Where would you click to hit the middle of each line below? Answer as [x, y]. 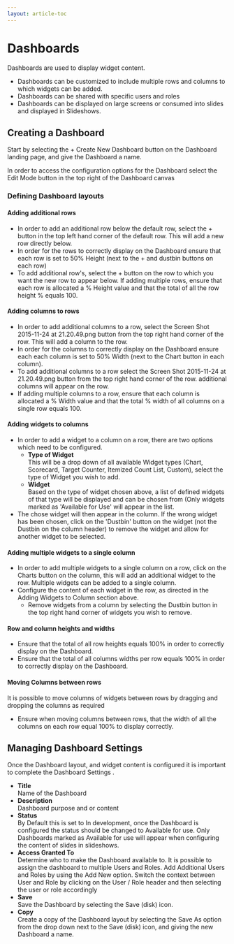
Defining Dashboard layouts [56, 196]
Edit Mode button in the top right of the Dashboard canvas [91, 178]
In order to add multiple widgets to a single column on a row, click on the [122, 568]
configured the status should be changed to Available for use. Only [114, 830]
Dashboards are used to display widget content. [76, 68]
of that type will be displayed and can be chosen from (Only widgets [126, 499]
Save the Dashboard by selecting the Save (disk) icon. [95, 905]
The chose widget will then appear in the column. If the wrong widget [117, 514]
